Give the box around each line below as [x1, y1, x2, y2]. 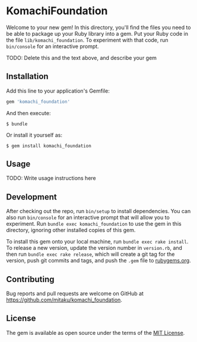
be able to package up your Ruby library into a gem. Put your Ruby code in [6, 30, 189, 37]
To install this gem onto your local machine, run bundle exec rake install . [6, 238, 189, 245]
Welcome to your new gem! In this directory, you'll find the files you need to [6, 24, 191, 31]
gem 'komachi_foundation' [6, 99, 70, 104]
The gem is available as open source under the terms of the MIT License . [6, 329, 185, 336]
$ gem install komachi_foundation [6, 142, 92, 149]
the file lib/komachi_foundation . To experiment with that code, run [6, 36, 169, 43]
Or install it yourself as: [6, 131, 62, 138]
